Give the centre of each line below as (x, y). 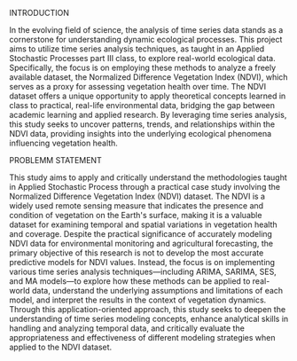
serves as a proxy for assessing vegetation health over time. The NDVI (138, 86)
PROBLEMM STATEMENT (55, 160)
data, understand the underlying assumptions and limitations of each (157, 290)
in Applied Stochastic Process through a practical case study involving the (145, 187)
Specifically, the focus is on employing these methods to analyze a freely (143, 67)
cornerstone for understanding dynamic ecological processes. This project (146, 39)
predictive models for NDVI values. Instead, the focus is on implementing (142, 262)
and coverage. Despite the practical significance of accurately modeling (141, 234)
